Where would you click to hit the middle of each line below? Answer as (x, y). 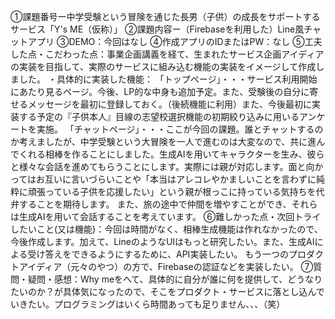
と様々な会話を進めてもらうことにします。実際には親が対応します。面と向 (162, 166)
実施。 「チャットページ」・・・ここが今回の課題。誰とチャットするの (180, 129)
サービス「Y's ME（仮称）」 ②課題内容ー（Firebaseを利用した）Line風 (157, 29)
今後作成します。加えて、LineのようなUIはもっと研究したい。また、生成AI (162, 241)
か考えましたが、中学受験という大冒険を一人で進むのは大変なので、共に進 (163, 141)
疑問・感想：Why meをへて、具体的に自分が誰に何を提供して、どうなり (175, 279)
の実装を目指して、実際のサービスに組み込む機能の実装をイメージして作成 (163, 66)
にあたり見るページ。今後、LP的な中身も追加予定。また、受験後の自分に (160, 91)
